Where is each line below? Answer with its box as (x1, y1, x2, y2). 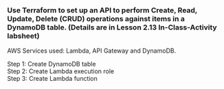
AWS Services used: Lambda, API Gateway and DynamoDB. (7, 47, 177, 55)
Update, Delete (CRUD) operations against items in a (7, 14, 186, 23)
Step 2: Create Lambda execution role (7, 67, 115, 75)
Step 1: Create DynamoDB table (7, 60, 96, 68)
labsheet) (7, 31, 40, 40)
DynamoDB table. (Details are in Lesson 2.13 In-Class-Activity (7, 23, 218, 32)
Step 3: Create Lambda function (7, 75, 98, 83)
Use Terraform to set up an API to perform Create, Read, (7, 5, 198, 15)
